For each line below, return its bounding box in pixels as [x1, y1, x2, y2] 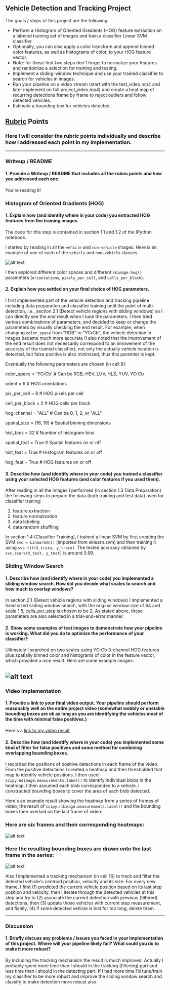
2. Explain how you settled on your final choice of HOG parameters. [5, 286, 149, 292]
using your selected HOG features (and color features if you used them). [5, 476, 160, 482]
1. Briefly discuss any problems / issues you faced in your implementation [5, 935, 163, 941]
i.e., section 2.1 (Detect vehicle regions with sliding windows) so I [27, 308, 163, 314]
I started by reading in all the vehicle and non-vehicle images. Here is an [5, 244, 157, 250]
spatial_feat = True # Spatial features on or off [5, 439, 101, 445]
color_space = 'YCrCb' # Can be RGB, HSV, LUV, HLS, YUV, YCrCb [5, 371, 144, 377]
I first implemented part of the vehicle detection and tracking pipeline [5, 297, 150, 303]
